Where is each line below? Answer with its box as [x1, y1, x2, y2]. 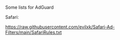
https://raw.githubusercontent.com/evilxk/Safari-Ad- [5, 24, 115, 30]
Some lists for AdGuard [5, 5, 54, 10]
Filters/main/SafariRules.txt [5, 29, 62, 35]
